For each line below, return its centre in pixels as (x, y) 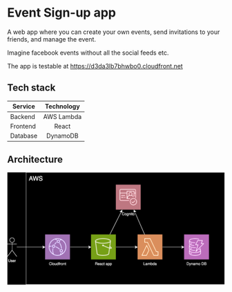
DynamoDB (62, 136)
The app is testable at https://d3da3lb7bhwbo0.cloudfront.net (95, 66)
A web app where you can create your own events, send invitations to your (114, 32)
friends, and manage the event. (52, 39)
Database (24, 136)
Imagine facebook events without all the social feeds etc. (88, 53)
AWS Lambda (62, 116)
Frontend (23, 126)
